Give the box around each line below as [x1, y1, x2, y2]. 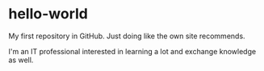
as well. [8, 55, 34, 65]
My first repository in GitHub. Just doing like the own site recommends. [8, 31, 245, 41]
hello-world [8, 5, 89, 23]
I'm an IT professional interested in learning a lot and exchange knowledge [8, 46, 257, 56]
